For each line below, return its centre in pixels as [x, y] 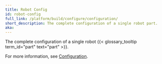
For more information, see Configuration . [46, 56]
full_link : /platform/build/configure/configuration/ [62, 19]
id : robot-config [23, 14]
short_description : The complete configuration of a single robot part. [81, 23]
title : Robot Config [26, 10]
